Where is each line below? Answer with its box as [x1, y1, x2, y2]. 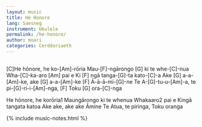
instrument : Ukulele [6, 26, 59, 32]
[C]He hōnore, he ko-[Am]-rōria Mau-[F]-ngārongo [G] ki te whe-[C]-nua [6, 65, 189, 73]
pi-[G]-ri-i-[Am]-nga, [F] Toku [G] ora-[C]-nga [6, 84, 123, 92]
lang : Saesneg [6, 20, 42, 26]
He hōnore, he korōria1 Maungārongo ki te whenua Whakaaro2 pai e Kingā [6, 97, 192, 104]
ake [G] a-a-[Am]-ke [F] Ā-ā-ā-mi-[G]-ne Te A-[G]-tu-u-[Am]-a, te [30, 78, 196, 86]
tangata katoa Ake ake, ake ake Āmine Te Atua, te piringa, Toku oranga [6, 103, 183, 110]
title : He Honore [6, 15, 50, 21]
